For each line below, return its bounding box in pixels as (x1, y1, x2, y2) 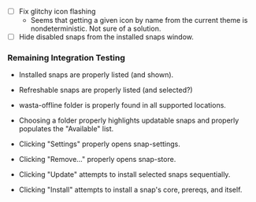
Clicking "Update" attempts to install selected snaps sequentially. (18, 170, 231, 179)
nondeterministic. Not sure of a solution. (30, 24, 161, 34)
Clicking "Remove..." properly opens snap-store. (18, 155, 176, 164)
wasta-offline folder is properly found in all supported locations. (18, 101, 226, 110)
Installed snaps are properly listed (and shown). (18, 70, 174, 79)
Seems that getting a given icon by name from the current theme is (30, 16, 248, 25)
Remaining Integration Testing (7, 53, 125, 64)
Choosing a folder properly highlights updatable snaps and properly (18, 116, 239, 125)
